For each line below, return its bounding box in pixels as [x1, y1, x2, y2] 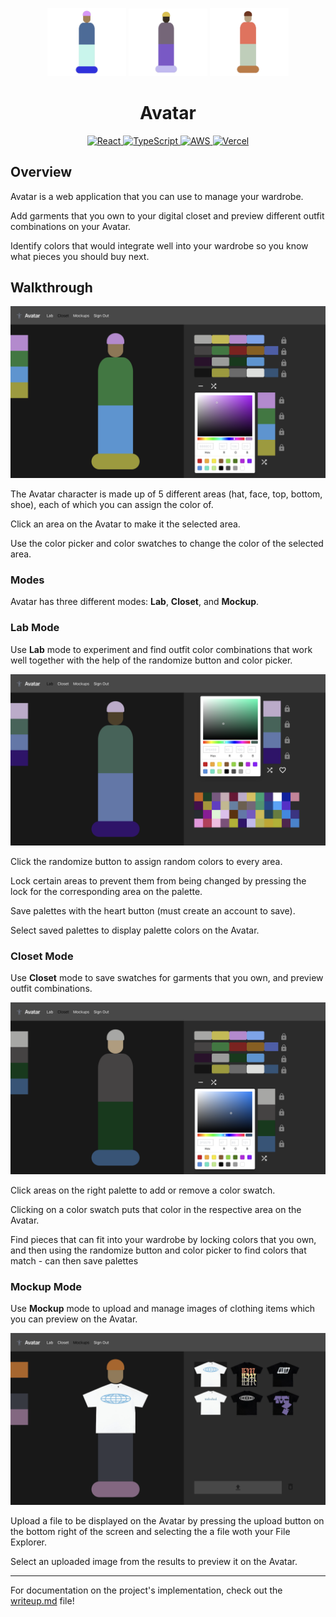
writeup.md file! [10, 1595, 75, 1607]
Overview [10, 164, 73, 181]
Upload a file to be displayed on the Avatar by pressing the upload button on [10, 1515, 325, 1527]
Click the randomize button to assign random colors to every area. [10, 856, 283, 868]
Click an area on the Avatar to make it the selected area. [10, 518, 241, 530]
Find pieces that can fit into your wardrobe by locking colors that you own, [10, 1234, 317, 1246]
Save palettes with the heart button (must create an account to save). [10, 905, 296, 917]
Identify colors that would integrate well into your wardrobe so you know [10, 239, 309, 252]
